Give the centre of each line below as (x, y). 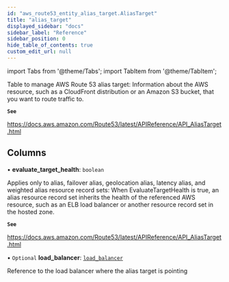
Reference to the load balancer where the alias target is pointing (97, 270)
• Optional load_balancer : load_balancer (65, 257)
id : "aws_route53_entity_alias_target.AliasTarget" (82, 13)
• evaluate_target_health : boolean (56, 169)
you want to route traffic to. (45, 99)
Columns (27, 153)
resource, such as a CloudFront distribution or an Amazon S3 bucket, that (110, 91)
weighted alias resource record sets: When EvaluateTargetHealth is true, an (113, 190)
